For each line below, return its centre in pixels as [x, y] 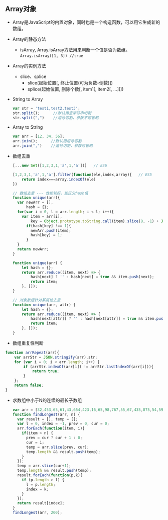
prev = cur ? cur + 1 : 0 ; [54, 438]
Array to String [28, 127]
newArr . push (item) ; [51, 230]
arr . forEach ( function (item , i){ [51, 428]
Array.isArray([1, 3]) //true [52, 56]
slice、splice [33, 76]
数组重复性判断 [28, 343]
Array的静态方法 [29, 39]
